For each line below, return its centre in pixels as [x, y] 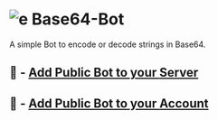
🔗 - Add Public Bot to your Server [104, 73]
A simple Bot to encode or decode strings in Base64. [108, 44]
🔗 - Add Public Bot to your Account [109, 103]
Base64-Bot [78, 19]
